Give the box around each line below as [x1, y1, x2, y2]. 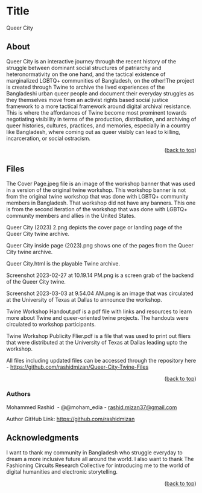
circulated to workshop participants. [6, 320, 96, 328]
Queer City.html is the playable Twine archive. [6, 259, 121, 267]
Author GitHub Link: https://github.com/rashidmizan [6, 415, 135, 422]
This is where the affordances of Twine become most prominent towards [6, 109, 187, 116]
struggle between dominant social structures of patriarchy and [6, 64, 162, 71]
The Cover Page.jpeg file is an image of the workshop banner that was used [6, 180, 195, 187]
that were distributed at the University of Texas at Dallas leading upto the [6, 339, 188, 346]
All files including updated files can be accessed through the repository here [6, 357, 197, 364]
